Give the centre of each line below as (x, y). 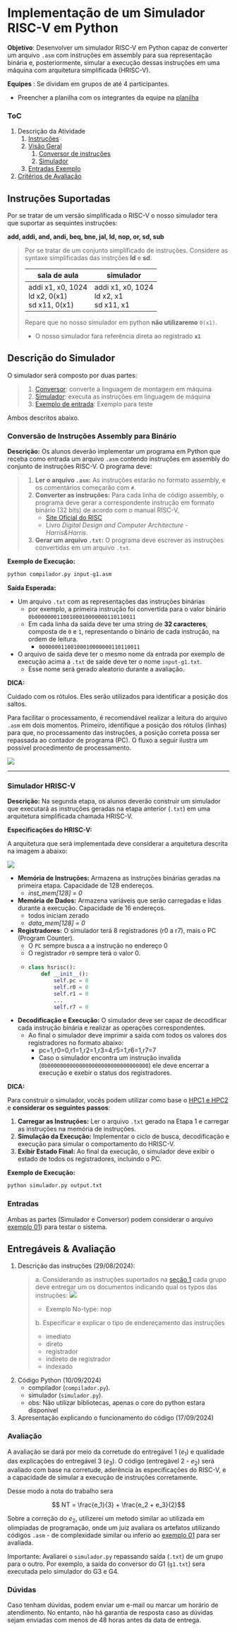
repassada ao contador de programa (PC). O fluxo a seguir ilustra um (108, 741)
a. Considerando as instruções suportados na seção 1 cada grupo (131, 1280)
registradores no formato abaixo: (76, 1043)
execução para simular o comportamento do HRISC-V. (96, 1144)
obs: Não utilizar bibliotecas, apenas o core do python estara (117, 1403)
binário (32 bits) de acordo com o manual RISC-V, (107, 510)
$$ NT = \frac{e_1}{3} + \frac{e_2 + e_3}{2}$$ (119, 1505)
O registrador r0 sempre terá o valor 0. (84, 953)
